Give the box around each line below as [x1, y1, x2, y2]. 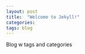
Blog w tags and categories [6, 41, 72, 48]
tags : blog [6, 25, 33, 31]
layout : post [6, 8, 38, 15]
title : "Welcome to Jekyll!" [6, 14, 80, 20]
